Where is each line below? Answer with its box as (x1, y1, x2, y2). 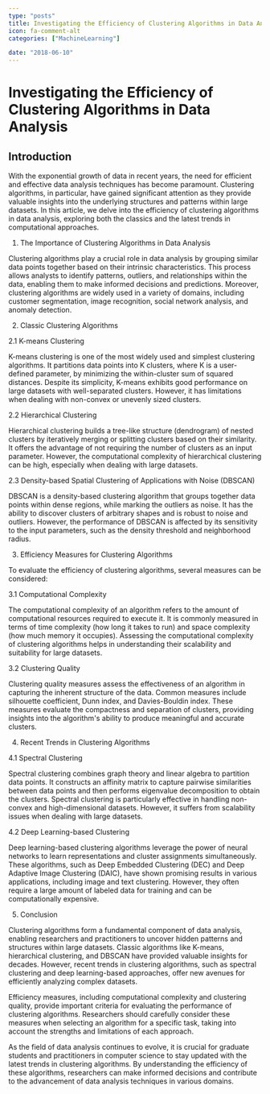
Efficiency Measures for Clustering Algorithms (19, 549, 173, 560)
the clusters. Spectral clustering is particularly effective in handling (8, 794, 230, 804)
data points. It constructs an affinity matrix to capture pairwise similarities (8, 777, 252, 787)
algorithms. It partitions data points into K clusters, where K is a (8, 360, 219, 371)
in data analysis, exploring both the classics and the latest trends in (8, 214, 231, 224)
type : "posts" (8, 11, 56, 20)
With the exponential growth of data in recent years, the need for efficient (8, 171, 252, 181)
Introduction (8, 150, 72, 164)
